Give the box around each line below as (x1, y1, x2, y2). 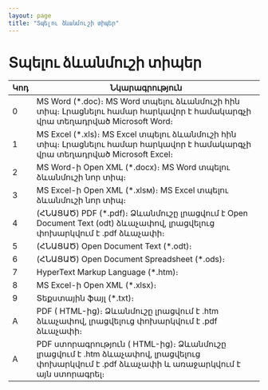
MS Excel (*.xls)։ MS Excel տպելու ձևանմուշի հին (36, 129, 237, 140)
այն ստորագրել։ (36, 368, 105, 380)
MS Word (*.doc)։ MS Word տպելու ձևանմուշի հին (36, 96, 241, 107)
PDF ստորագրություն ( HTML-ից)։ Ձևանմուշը (36, 339, 227, 350)
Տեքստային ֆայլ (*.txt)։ (36, 292, 134, 304)
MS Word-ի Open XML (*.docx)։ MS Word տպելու (36, 161, 231, 173)
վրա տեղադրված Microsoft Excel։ (36, 149, 174, 160)
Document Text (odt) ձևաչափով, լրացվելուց (36, 217, 215, 229)
